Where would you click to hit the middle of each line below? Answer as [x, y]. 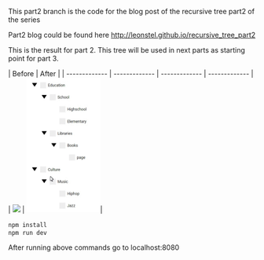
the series [24, 20]
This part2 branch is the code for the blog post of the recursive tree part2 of [132, 11]
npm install [27, 225]
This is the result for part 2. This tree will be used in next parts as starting [127, 50]
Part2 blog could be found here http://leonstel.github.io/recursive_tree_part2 [132, 35]
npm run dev [27, 233]
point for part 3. [33, 59]
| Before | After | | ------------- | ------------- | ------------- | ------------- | [131, 73]
